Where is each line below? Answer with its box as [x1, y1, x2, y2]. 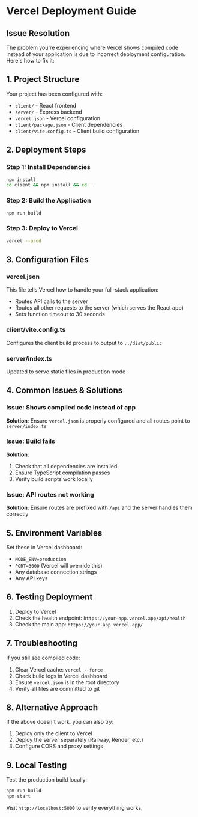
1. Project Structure [6, 74, 80, 85]
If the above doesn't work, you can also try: [6, 718, 114, 726]
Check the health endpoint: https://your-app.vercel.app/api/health [14, 614, 186, 622]
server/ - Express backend [14, 108, 82, 115]
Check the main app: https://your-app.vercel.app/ [14, 620, 143, 628]
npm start [6, 794, 31, 800]
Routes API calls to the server [14, 298, 88, 305]
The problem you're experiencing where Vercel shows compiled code [6, 44, 179, 51]
